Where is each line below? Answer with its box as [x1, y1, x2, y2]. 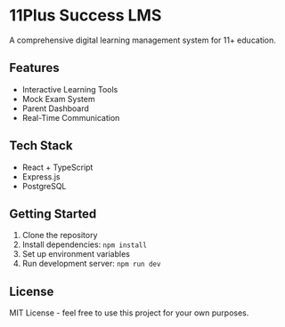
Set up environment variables [21, 249, 131, 259]
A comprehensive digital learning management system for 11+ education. [9, 35, 276, 45]
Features [9, 60, 60, 76]
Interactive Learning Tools [21, 84, 118, 94]
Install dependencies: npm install [21, 239, 147, 250]
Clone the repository [21, 230, 98, 241]
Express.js [21, 171, 61, 182]
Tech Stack [9, 139, 73, 154]
